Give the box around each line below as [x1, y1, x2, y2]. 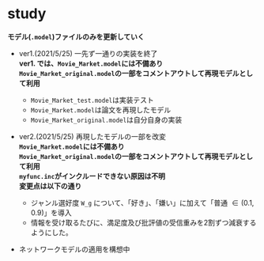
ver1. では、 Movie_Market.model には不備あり [18, 59, 164, 68]
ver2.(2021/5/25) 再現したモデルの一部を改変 [18, 131, 167, 141]
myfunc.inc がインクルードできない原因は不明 [18, 171, 165, 180]
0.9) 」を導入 [30, 207, 72, 217]
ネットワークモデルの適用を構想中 [18, 244, 130, 254]
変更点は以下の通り [18, 181, 82, 191]
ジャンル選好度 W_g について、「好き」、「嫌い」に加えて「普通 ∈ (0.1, [30, 198, 255, 207]
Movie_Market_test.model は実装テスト [30, 95, 155, 104]
